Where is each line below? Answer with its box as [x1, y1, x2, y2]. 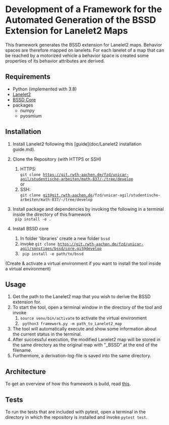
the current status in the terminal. [12, 331, 82, 337]
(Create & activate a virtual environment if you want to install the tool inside [5, 260, 161, 266]
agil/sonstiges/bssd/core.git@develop [20, 246, 102, 251]
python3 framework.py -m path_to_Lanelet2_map [22, 321, 122, 326]
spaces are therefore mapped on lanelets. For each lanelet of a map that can [5, 47, 164, 53]
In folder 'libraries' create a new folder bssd [20, 235, 110, 241]
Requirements [5, 72, 50, 81]
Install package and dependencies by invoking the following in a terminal [12, 206, 164, 212]
